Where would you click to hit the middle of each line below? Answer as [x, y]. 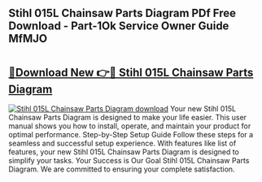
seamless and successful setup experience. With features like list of [122, 143]
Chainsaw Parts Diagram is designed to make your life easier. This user [127, 117]
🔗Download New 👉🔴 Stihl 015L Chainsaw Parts [131, 72]
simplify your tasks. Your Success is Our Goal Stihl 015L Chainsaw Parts [129, 160]
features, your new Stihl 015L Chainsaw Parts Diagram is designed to [124, 152]
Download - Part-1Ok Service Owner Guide [119, 26]
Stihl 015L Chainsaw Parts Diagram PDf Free [122, 13]
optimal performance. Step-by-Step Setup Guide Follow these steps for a [131, 134]
